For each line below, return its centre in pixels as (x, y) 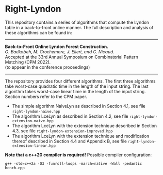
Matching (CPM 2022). (28, 62)
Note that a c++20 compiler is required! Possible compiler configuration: (78, 155)
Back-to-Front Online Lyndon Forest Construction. (57, 47)
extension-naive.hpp (33, 121)
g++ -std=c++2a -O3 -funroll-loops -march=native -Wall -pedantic (73, 163)
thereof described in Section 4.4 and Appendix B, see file (69, 141)
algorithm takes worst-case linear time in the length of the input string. (75, 91)
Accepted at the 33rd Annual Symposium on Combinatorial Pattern (72, 57)
